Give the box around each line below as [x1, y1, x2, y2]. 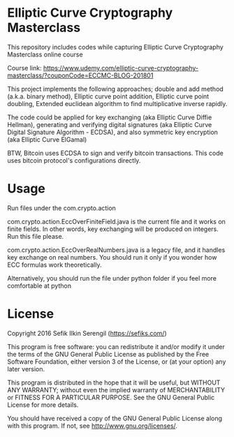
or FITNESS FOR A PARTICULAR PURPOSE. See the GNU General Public [7, 393, 215, 401]
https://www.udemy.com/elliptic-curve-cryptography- [43, 64, 199, 72]
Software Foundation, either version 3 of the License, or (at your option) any [7, 357, 226, 366]
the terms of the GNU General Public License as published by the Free [7, 350, 210, 358]
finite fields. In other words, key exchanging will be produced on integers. [7, 225, 219, 233]
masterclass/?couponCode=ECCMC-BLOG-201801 [7, 71, 154, 80]
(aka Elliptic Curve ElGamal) [7, 135, 87, 144]
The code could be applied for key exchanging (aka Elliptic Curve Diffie [7, 113, 212, 121]
